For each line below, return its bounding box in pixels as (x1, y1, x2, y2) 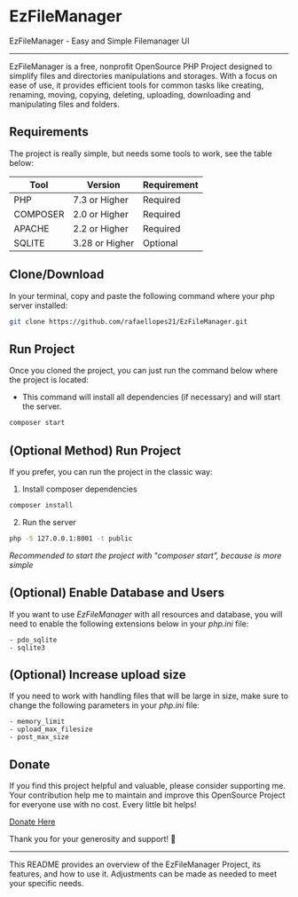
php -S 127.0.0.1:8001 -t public (9, 534, 133, 543)
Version (86, 178, 122, 191)
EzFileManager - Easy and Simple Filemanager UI (9, 35, 190, 46)
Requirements (9, 124, 89, 139)
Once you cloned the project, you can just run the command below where (9, 366, 278, 376)
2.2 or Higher (73, 222, 129, 234)
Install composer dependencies (21, 484, 137, 494)
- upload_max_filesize (9, 725, 93, 734)
